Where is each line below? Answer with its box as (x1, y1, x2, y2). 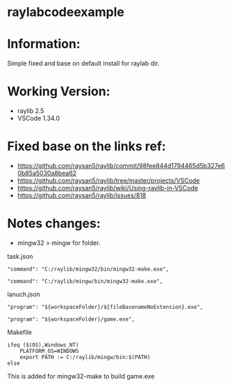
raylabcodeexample (7, 4, 125, 20)
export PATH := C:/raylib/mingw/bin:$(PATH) (19, 354, 151, 361)
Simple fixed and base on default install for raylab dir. (7, 59, 160, 68)
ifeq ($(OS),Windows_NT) (7, 341, 79, 349)
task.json (7, 252, 33, 260)
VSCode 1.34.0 (17, 114, 60, 123)
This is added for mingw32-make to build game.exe (7, 372, 155, 380)
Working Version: (7, 84, 110, 100)
